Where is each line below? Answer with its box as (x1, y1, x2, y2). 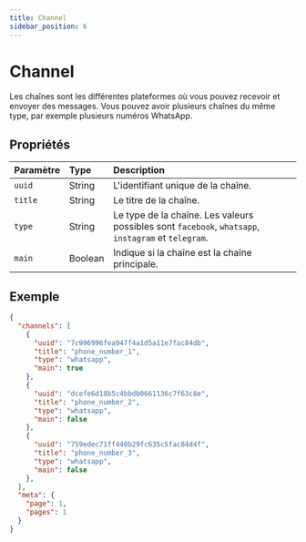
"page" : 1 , (25, 499, 67, 508)
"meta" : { (17, 491, 55, 500)
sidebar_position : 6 (9, 22, 88, 31)
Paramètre (14, 164, 61, 177)
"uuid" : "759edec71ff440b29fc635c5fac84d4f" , (33, 440, 209, 449)
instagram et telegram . (113, 231, 209, 244)
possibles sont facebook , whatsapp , (113, 220, 260, 233)
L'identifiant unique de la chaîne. (113, 179, 252, 192)
